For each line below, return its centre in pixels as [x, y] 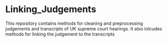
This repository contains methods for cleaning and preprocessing [74, 23]
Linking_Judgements [51, 9]
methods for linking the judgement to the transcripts [60, 34]
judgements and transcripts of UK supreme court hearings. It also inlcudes [84, 28]
